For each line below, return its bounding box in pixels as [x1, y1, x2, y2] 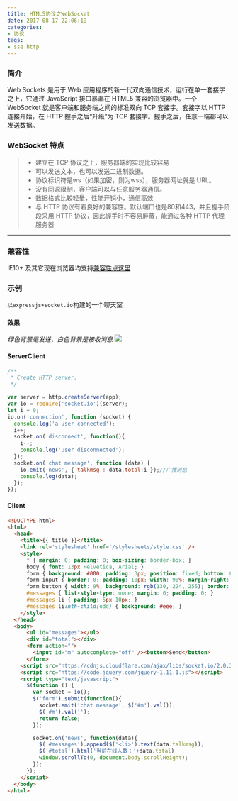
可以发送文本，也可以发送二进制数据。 [35, 167, 147, 175]
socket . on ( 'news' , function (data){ [33, 734, 138, 741]
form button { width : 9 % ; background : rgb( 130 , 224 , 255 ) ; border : [25, 583, 230, 590]
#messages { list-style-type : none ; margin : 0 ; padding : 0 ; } [25, 590, 214, 597]
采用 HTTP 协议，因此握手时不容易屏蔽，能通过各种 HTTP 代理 [41, 211, 225, 220]
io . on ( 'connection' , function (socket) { [7, 413, 132, 421]
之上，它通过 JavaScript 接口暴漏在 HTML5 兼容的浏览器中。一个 [7, 94, 198, 103]
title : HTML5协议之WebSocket [7, 10, 91, 18]
